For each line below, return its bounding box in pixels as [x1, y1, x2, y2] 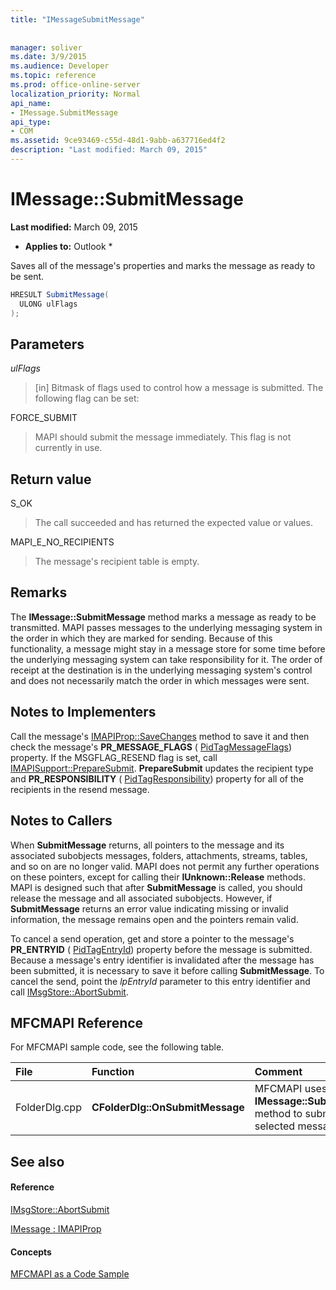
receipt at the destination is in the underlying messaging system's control [10, 664, 313, 676]
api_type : [10, 117, 52, 127]
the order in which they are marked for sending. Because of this [10, 632, 273, 644]
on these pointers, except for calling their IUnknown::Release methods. [10, 871, 307, 883]
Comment [254, 1065, 303, 1079]
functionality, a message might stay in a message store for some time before [10, 642, 326, 655]
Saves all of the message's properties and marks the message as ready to [10, 259, 316, 271]
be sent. [10, 270, 45, 282]
